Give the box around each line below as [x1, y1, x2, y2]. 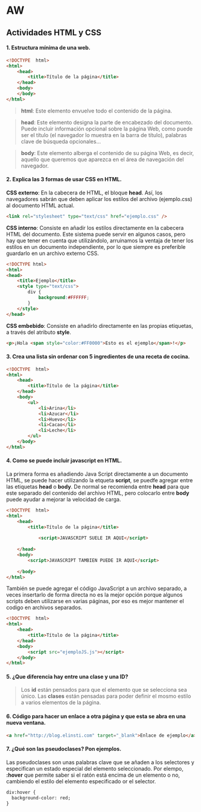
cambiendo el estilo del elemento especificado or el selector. [6, 777, 157, 784]
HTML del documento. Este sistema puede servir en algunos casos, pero [6, 230, 185, 238]
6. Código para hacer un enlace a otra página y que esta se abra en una [6, 713, 186, 720]
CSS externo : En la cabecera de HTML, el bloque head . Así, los [6, 189, 163, 196]
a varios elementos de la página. [20, 699, 101, 706]
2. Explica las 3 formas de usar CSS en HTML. [6, 176, 122, 183]
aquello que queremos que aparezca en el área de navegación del [20, 156, 184, 163]
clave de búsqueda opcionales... [20, 138, 101, 145]
